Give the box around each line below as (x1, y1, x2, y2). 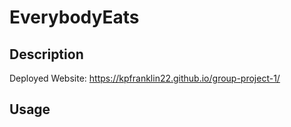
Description (9, 46, 84, 63)
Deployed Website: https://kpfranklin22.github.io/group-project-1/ (9, 72, 281, 84)
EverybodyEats (9, 6, 140, 29)
